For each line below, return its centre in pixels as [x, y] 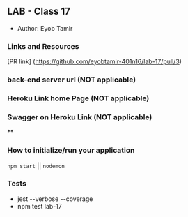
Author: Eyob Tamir [45, 28]
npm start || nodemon [36, 165]
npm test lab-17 [40, 206]
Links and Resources [43, 46]
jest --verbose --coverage [55, 199]
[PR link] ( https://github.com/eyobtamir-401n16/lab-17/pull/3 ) [95, 61]
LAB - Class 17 [39, 12]
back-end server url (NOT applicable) [72, 80]
